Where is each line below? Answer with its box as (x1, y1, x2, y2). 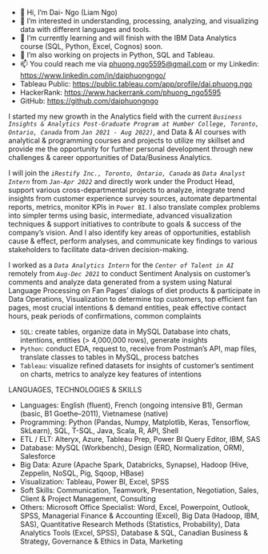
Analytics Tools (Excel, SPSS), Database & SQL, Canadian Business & (19, 528, 248, 537)
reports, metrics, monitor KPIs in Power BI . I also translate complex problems (8, 203, 260, 211)
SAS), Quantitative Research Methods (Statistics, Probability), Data (19, 520, 240, 528)
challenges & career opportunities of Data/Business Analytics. (8, 153, 213, 162)
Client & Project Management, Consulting (19, 494, 156, 504)
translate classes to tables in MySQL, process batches (19, 352, 199, 362)
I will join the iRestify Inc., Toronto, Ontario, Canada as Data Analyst (8, 168, 246, 178)
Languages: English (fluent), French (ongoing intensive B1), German (19, 400, 243, 410)
